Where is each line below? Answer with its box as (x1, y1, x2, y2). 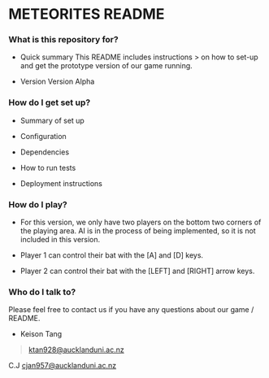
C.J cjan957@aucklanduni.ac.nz (8, 361, 116, 371)
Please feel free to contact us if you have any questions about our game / (8, 305, 254, 315)
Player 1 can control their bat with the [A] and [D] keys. (20, 250, 204, 260)
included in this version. (20, 235, 101, 245)
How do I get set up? (8, 97, 91, 108)
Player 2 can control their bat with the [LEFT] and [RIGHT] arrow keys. (20, 266, 255, 276)
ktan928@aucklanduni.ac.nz (28, 345, 124, 354)
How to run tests (20, 163, 76, 172)
